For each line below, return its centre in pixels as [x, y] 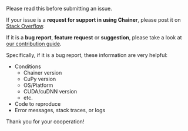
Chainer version [43, 73]
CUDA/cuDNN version [50, 91]
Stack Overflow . [26, 26]
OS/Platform [38, 85]
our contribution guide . [34, 44]
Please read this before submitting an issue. [59, 9]
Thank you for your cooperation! [45, 122]
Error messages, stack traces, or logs [60, 110]
